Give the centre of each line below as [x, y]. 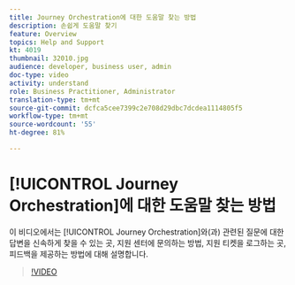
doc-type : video [39, 75]
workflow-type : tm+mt [49, 116]
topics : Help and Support [57, 42]
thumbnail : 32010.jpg [49, 58]
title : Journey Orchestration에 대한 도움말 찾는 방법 [103, 17]
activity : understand [49, 83]
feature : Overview [43, 34]
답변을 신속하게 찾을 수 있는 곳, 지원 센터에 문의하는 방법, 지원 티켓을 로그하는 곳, [148, 243]
